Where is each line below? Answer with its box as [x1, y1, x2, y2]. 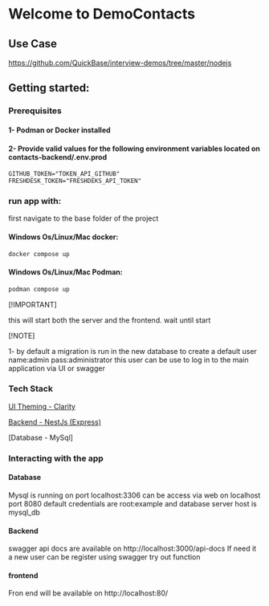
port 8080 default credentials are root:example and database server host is [8, 498, 257, 508]
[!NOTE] [8, 331, 35, 340]
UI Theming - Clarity [8, 401, 76, 411]
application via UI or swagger [8, 363, 106, 373]
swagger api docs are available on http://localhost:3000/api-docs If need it [8, 543, 257, 554]
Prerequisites [8, 105, 62, 116]
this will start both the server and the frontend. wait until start [8, 315, 211, 325]
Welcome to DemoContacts [8, 5, 196, 23]
